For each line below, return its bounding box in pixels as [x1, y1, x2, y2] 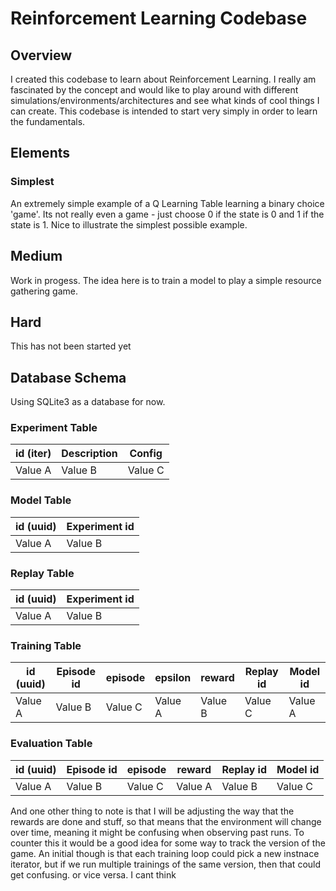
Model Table [10, 493, 72, 507]
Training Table [10, 638, 82, 652]
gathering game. [10, 285, 78, 297]
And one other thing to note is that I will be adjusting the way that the [10, 805, 295, 817]
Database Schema [10, 369, 127, 386]
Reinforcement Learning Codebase [10, 7, 308, 30]
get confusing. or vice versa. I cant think [10, 868, 177, 881]
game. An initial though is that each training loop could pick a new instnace [10, 847, 320, 859]
